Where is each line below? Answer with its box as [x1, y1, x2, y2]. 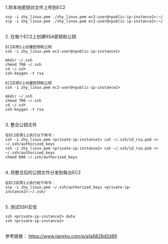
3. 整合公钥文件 [5, 122, 37, 128]
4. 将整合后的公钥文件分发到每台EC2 [5, 170, 81, 175]
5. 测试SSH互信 [5, 204, 37, 210]
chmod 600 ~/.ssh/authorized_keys [5, 155, 78, 160]
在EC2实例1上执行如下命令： [5, 180, 56, 185]
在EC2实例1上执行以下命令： [5, 133, 56, 138]
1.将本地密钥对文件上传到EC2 [5, 5, 65, 10]
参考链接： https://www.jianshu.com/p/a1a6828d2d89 [5, 233, 117, 239]
